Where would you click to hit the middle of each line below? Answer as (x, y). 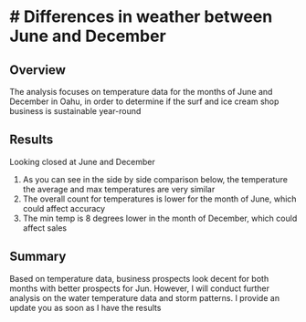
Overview (38, 70)
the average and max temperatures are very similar (119, 189)
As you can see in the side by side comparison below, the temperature (155, 179)
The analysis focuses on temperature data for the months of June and (141, 92)
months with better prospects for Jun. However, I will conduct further (139, 288)
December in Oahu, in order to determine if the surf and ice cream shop (144, 101)
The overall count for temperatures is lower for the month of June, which (159, 199)
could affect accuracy (64, 208)
